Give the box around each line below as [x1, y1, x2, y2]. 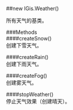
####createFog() [6, 73, 48, 79]
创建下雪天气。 [6, 42, 42, 49]
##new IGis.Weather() [6, 5, 60, 12]
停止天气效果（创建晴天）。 [6, 98, 70, 105]
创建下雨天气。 [6, 61, 42, 67]
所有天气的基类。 [6, 17, 47, 24]
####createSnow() [6, 35, 52, 42]
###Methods [6, 29, 37, 36]
